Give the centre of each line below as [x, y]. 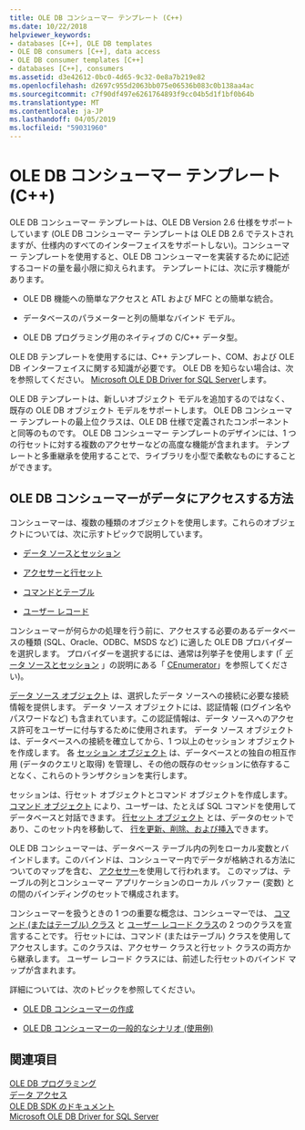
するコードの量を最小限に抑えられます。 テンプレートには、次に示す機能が [150, 267]
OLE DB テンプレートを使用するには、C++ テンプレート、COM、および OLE [152, 356]
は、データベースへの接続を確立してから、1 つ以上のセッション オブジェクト [152, 741]
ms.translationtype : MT [55, 103]
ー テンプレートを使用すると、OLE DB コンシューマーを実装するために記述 [149, 256]
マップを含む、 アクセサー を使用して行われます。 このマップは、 [162, 870]
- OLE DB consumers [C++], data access [85, 52]
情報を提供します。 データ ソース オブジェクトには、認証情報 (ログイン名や [150, 706]
